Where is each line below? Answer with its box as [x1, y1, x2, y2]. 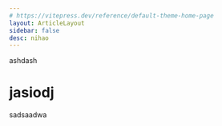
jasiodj [9, 84, 54, 102]
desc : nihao [9, 33, 49, 42]
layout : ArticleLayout [9, 19, 85, 27]
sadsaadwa [9, 110, 47, 120]
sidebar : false [9, 26, 60, 34]
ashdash [9, 56, 38, 65]
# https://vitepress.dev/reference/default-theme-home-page [9, 11, 215, 20]
